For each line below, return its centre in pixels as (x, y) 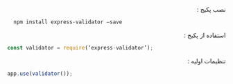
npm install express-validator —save (68, 22)
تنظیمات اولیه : (207, 61)
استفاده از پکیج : (205, 35)
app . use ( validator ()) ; (40, 74)
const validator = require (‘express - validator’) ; (80, 48)
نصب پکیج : (211, 9)
